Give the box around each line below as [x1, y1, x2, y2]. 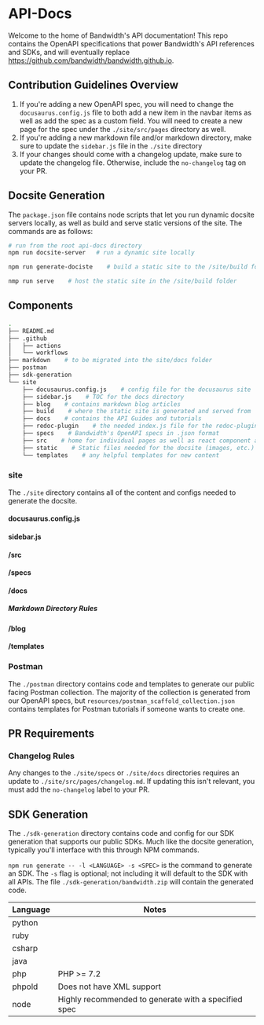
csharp [12, 943, 38, 954]
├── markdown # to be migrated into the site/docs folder [8, 357, 213, 364]
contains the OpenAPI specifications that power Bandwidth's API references [8, 38, 255, 48]
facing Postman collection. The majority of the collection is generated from [8, 687, 251, 697]
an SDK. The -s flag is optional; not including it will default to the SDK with [8, 869, 248, 878]
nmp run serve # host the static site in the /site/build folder [8, 277, 237, 285]
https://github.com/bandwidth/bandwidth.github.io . [8, 56, 174, 65]
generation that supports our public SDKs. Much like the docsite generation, [8, 837, 255, 847]
